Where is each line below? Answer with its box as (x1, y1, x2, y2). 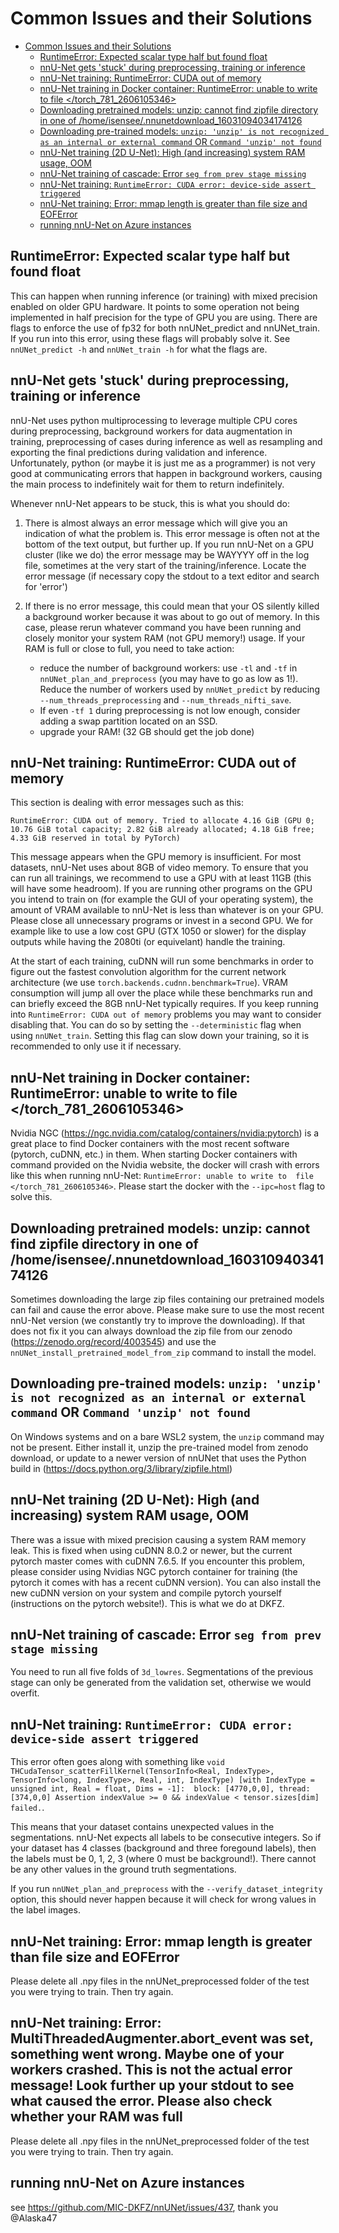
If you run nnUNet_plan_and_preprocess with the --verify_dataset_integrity (10, 1883, 323, 1895)
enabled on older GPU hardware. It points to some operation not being (10, 300, 300, 312)
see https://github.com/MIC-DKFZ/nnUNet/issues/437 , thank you (10, 2201, 279, 2213)
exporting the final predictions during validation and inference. (10, 446, 268, 458)
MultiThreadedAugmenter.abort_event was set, (10, 2030, 314, 2047)
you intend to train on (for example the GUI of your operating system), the (10, 893, 314, 906)
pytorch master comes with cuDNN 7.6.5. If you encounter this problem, (10, 1555, 306, 1567)
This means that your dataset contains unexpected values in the (10, 1821, 275, 1833)
